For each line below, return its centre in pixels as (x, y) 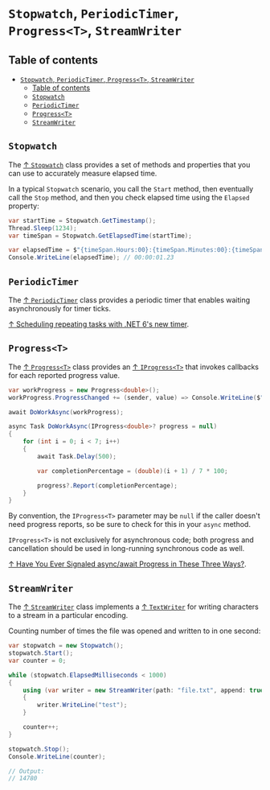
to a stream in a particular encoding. (68, 615)
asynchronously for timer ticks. (59, 309)
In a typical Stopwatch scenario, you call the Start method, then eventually (131, 188)
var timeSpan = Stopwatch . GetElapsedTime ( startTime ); (100, 236)
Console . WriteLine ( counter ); (57, 756)
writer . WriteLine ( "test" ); (82, 705)
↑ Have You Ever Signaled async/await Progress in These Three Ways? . (127, 564)
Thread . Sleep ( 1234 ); (43, 228)
